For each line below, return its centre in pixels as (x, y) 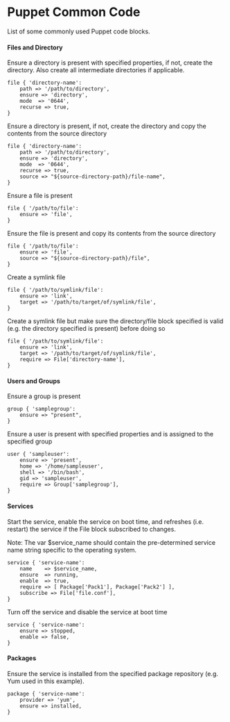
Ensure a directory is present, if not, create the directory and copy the (107, 126)
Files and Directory (35, 47)
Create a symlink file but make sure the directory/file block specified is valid (115, 321)
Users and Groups (34, 381)
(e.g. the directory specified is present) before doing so (86, 329)
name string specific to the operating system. (72, 550)
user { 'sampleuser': (38, 454)
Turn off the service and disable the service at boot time (87, 612)
